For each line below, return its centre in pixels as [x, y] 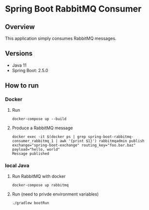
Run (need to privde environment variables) [55, 194]
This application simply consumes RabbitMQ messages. [61, 38]
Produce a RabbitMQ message [42, 128]
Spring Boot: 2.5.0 [30, 70]
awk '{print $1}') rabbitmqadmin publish [102, 141]
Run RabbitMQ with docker [39, 176]
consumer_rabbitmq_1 [33, 141]
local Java [17, 165]
